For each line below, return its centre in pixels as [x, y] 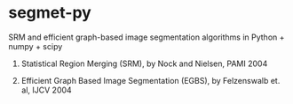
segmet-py [50, 13]
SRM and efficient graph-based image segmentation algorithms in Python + [146, 37]
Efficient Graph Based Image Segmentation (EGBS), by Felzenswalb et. [150, 80]
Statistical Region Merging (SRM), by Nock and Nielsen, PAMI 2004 [144, 63]
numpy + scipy [36, 46]
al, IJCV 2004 [46, 90]
